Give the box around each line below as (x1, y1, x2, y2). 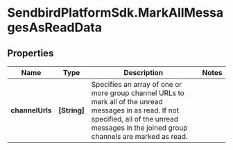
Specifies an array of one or (91, 80, 182, 89)
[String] (58, 106, 85, 115)
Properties (7, 47, 54, 59)
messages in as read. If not (91, 106, 179, 115)
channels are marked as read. (91, 132, 189, 141)
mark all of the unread (91, 97, 163, 106)
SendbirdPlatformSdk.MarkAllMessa (7, 5, 224, 21)
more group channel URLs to (91, 88, 185, 98)
